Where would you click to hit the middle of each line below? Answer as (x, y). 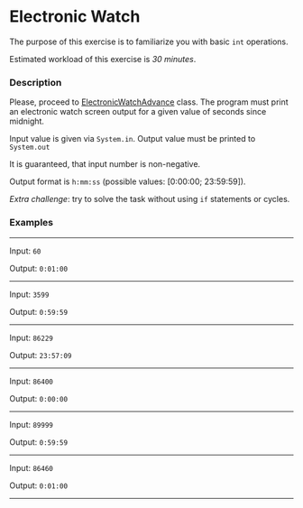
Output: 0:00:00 (39, 398)
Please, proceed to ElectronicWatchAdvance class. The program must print (149, 102)
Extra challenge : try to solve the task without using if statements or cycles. (150, 199)
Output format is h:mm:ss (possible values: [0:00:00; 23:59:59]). (128, 181)
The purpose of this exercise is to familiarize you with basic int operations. (149, 42)
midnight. (27, 121)
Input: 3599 (29, 294)
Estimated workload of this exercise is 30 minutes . (103, 59)
